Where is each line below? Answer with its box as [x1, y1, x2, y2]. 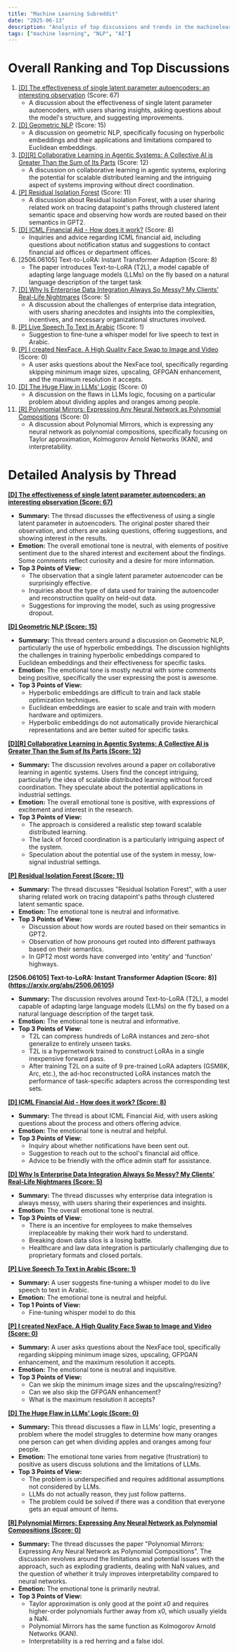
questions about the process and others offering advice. [18, 1119, 181, 1128]
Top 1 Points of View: [18, 1301, 81, 1309]
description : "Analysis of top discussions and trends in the [8, 23, 194, 30]
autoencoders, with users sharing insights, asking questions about [28, 106, 222, 115]
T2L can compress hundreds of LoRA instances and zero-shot [28, 1032, 210, 1040]
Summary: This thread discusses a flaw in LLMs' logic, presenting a [18, 1423, 217, 1431]
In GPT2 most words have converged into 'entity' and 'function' [28, 952, 213, 961]
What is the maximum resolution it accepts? [28, 1395, 155, 1404]
